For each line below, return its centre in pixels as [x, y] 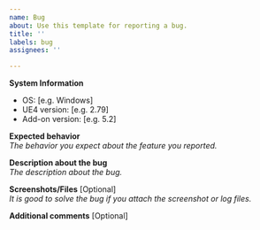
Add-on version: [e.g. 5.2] [69, 119]
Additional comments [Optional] [69, 216]
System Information [46, 83]
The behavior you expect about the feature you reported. [113, 146]
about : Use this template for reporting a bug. [99, 26]
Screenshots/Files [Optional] [63, 189]
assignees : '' [35, 50]
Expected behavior [45, 136]
